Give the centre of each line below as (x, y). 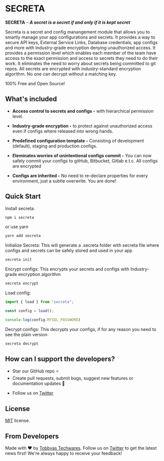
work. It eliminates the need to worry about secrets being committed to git (81, 63)
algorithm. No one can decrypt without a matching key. (61, 74)
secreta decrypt (22, 344)
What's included (31, 99)
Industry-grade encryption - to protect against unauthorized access (82, 126)
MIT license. (18, 420)
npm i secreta (20, 217)
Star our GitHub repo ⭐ (36, 371)
